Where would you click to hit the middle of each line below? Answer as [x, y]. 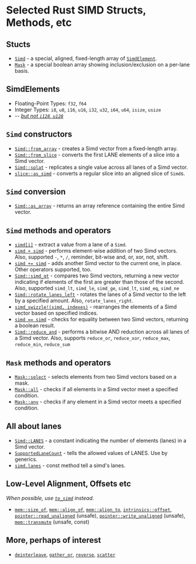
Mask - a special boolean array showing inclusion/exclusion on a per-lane [102, 64]
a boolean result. [35, 325]
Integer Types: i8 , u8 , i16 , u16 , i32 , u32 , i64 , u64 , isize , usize [88, 110]
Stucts [18, 44]
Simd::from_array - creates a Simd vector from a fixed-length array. [96, 148]
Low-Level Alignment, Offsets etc [69, 484]
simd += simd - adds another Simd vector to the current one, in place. [98, 263]
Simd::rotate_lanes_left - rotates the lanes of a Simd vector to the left [100, 294]
